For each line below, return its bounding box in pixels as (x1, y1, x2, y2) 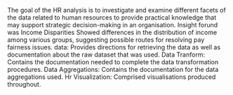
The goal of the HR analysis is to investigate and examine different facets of (7, 6, 226, 14)
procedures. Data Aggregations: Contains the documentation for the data (7, 66, 219, 73)
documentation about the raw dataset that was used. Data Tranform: (7, 50, 206, 59)
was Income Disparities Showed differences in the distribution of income (7, 28, 218, 36)
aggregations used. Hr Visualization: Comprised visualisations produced (7, 73, 216, 81)
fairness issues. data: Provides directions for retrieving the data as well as (7, 43, 221, 51)
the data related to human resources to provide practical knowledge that (7, 13, 216, 22)
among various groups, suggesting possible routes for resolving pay (7, 36, 205, 44)
